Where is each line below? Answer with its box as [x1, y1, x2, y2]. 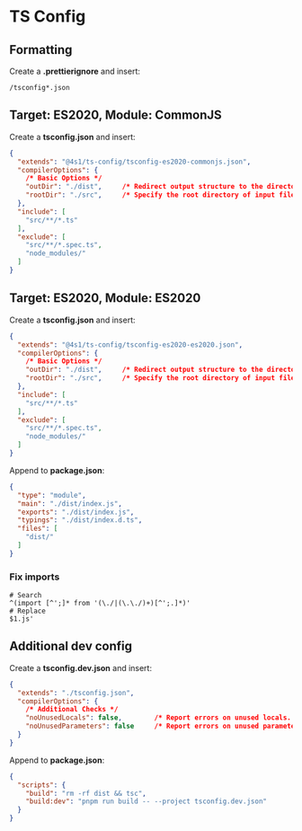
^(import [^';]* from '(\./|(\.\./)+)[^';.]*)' [9, 599, 191, 608]
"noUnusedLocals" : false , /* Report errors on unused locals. [25, 713, 292, 722]
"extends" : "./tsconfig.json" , [17, 688, 135, 697]
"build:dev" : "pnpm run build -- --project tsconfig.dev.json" [25, 797, 268, 806]
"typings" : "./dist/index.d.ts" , [17, 516, 143, 525]
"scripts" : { [17, 780, 67, 790]
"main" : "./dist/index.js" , [17, 499, 123, 508]
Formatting [9, 42, 73, 57]
